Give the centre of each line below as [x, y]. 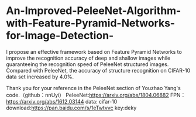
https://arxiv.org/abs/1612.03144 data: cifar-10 [62, 101]
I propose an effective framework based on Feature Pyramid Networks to [94, 51]
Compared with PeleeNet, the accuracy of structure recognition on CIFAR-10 [98, 70]
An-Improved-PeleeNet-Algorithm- [94, 11]
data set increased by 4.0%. [40, 77]
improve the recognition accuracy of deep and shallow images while [88, 58]
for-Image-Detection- [60, 36]
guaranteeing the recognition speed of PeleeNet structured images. [87, 64]
